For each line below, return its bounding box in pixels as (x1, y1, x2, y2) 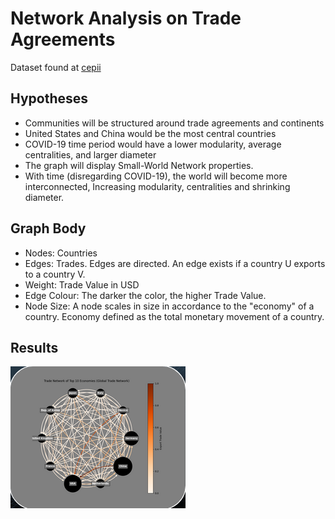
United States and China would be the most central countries (24, 127, 277, 139)
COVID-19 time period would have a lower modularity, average (24, 138, 282, 150)
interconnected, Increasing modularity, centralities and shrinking (24, 180, 291, 192)
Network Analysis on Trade (10, 7, 242, 30)
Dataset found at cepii (10, 61, 102, 73)
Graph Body (10, 220, 87, 237)
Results (10, 339, 59, 356)
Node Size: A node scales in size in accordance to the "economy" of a (24, 300, 315, 312)
